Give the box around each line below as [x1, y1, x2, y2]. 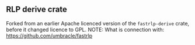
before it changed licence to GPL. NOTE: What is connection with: [6, 26, 165, 33]
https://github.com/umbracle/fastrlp [6, 32, 93, 39]
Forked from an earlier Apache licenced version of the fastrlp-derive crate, [6, 20, 190, 27]
